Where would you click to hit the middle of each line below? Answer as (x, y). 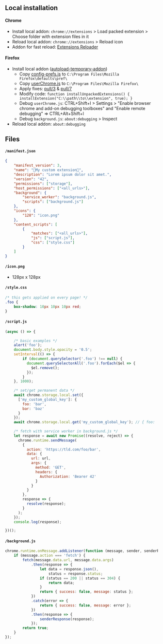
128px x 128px (26, 277)
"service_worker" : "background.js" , (59, 197)
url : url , (41, 458)
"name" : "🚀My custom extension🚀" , (49, 170)
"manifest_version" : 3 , (38, 166)
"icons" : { (25, 211)
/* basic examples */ (35, 341)
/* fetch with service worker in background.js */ (66, 431)
